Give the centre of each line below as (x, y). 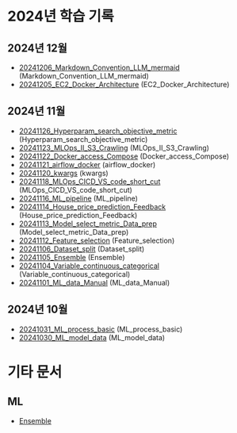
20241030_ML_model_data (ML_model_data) (92, 337)
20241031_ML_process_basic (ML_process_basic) (101, 329)
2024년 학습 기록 (61, 16)
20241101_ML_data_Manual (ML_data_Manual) (94, 282)
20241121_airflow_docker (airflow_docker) (87, 164)
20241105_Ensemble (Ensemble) (72, 257)
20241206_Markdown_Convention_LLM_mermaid (99, 67)
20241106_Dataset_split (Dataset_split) (82, 249)
